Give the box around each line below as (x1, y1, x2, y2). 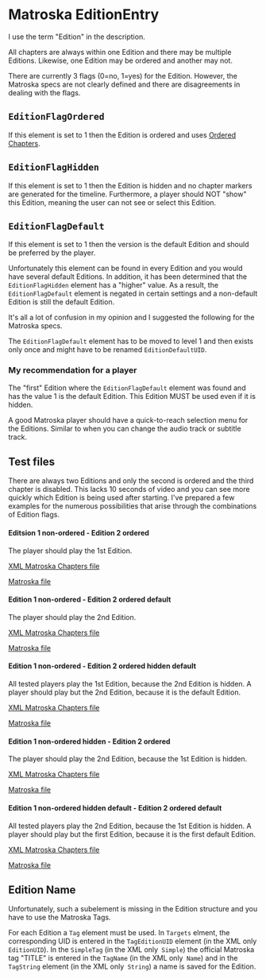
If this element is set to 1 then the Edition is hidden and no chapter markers (8, 180, 253, 190)
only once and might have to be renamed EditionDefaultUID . (8, 345, 207, 354)
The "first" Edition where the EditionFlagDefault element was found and (8, 383, 246, 393)
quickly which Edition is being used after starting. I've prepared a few (8, 493, 235, 502)
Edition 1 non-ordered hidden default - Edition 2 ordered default (8, 803, 222, 812)
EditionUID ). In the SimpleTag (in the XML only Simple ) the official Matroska (8, 945, 255, 954)
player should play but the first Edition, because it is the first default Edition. (8, 829, 256, 839)
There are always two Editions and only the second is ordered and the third (8, 476, 254, 486)
